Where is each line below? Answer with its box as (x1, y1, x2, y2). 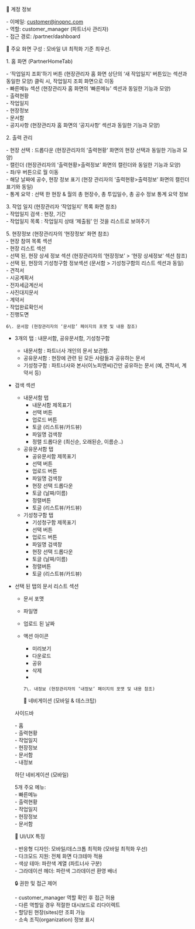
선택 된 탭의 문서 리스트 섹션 (14, 583, 79, 589)
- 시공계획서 (6, 274, 34, 281)
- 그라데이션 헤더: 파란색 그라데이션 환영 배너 (14, 867, 117, 874)
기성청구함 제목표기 (32, 519, 77, 526)
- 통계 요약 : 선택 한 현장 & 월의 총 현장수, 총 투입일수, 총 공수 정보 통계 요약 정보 (6, 191, 189, 197)
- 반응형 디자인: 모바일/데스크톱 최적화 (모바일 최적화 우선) (14, 845, 148, 852)
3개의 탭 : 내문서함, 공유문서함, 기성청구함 (14, 335, 110, 342)
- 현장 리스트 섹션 (6, 245, 46, 252)
